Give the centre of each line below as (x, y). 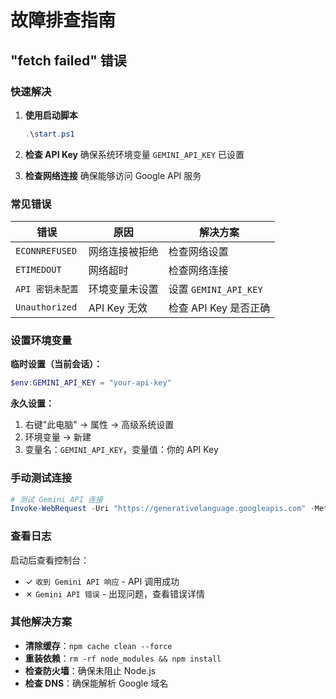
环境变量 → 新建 (58, 437)
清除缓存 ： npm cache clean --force (98, 645)
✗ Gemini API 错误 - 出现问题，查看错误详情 (115, 593)
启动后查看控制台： (50, 560)
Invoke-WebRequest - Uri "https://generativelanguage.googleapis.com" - (162, 509)
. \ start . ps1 (49, 134)
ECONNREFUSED (46, 251)
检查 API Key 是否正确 (219, 308)
